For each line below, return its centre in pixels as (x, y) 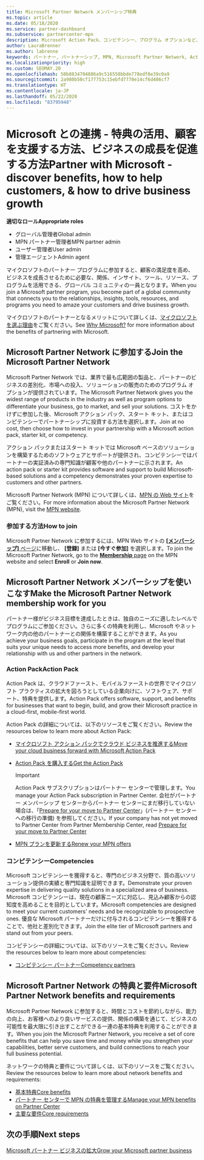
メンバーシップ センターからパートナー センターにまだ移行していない (109, 802)
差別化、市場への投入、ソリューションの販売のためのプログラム (107, 385)
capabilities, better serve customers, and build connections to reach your (98, 1047)
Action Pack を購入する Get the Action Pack (69, 763)
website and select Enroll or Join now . (55, 561)
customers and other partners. (45, 483)
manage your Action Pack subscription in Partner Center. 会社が (95, 795)
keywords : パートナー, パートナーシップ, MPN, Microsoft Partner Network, (97, 57)
